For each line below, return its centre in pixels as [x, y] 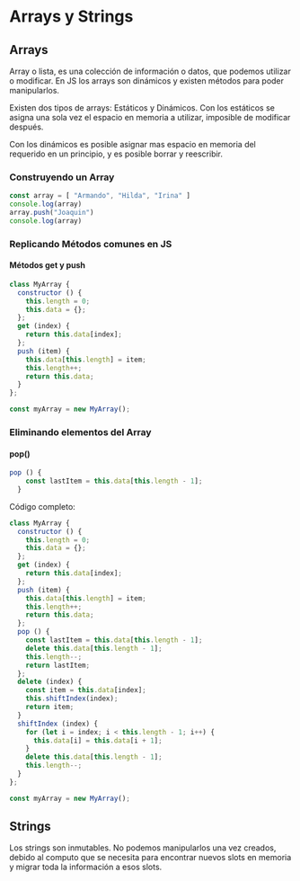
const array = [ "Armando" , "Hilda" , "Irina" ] [100, 196]
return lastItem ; [58, 665]
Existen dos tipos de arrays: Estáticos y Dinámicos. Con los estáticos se [142, 108]
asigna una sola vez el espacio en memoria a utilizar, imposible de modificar [150, 117]
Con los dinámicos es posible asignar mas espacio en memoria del [132, 144]
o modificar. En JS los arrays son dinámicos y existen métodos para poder [147, 81]
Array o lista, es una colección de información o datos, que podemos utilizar [150, 71]
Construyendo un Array [62, 177]
